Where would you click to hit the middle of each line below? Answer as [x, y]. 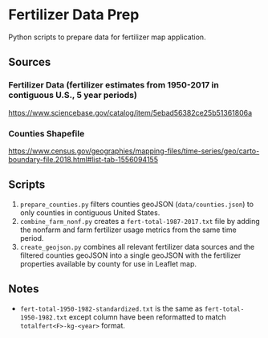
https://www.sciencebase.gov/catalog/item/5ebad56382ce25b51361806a [130, 112]
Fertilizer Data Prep [74, 15]
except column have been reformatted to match [147, 317]
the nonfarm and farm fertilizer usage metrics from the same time [128, 230]
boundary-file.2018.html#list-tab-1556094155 [83, 159]
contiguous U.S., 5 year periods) [73, 96]
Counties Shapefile [47, 133]
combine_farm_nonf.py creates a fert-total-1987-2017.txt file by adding [140, 221]
